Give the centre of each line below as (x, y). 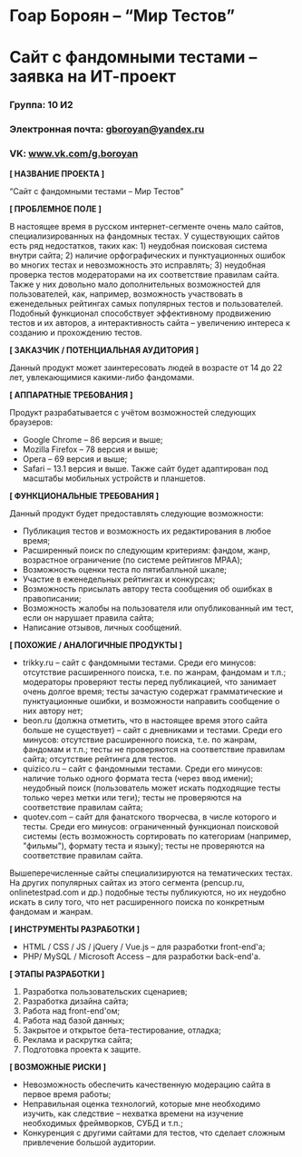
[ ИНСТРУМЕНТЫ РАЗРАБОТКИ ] (75, 929)
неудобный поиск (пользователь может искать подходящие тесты (151, 788)
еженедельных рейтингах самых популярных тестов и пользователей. (146, 303)
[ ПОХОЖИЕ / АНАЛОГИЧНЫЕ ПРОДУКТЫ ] (96, 644)
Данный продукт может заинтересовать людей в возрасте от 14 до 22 (146, 368)
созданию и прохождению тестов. (76, 332)
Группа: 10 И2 (42, 105)
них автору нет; (53, 711)
